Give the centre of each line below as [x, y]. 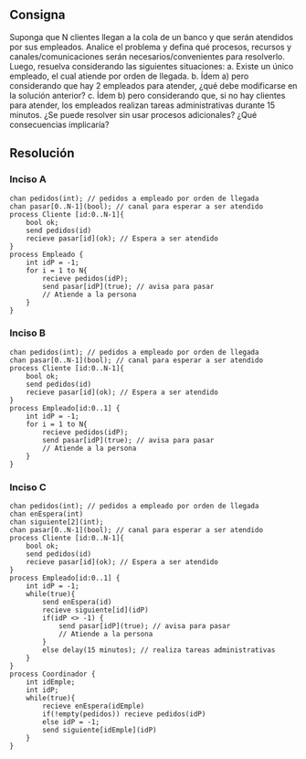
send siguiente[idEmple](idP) [100, 731]
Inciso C [28, 486]
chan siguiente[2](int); [57, 522]
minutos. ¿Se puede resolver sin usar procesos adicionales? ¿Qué [133, 114]
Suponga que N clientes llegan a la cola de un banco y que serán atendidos [152, 37]
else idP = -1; [71, 722]
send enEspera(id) [77, 603]
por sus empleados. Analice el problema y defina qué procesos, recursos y [151, 47]
